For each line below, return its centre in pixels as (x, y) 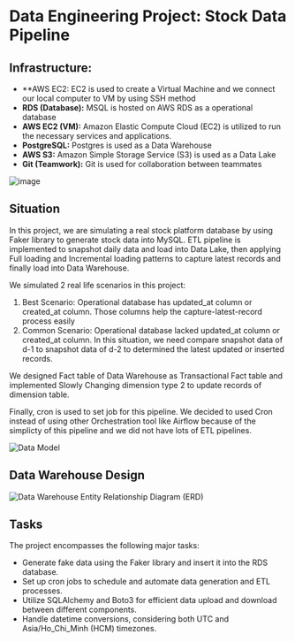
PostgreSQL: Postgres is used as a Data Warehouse (117, 145)
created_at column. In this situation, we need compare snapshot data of (152, 340)
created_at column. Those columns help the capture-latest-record (142, 311)
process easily (48, 321)
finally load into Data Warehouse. (69, 268)
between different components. (79, 610)
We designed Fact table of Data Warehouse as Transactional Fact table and (146, 375)
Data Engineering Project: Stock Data (148, 16)
